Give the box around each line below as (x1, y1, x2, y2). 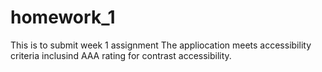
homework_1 (10, 6, 116, 29)
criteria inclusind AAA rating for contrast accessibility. (10, 49, 232, 61)
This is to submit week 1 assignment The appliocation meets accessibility (10, 39, 312, 51)
